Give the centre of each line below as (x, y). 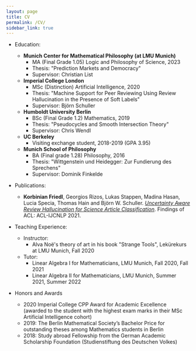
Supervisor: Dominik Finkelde (68, 174)
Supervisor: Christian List (63, 74)
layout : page (22, 11)
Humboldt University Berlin (57, 112)
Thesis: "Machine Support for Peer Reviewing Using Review (104, 93)
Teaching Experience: (41, 227)
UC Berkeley (39, 137)
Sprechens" (46, 168)
